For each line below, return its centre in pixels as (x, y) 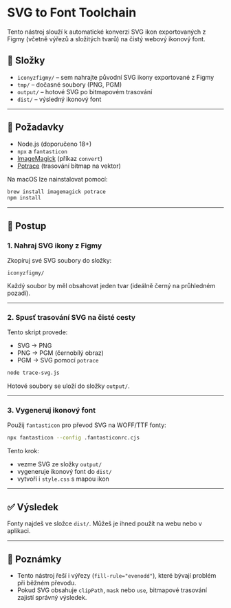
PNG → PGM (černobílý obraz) (60, 353)
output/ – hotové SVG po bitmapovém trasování (85, 91)
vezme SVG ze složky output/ (59, 464)
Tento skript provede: (37, 332)
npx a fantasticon (42, 151)
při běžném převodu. (47, 583)
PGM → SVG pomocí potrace (58, 360)
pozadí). (19, 293)
